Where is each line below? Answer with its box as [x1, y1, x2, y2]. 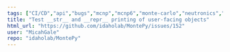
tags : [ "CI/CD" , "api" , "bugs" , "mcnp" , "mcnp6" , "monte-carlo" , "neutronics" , [7, 9, 222, 17]
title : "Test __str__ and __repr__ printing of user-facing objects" [7, 16, 210, 23]
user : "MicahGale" [7, 28, 60, 36]
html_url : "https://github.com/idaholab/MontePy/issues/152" [7, 22, 186, 29]
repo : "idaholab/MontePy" [7, 35, 81, 42]
